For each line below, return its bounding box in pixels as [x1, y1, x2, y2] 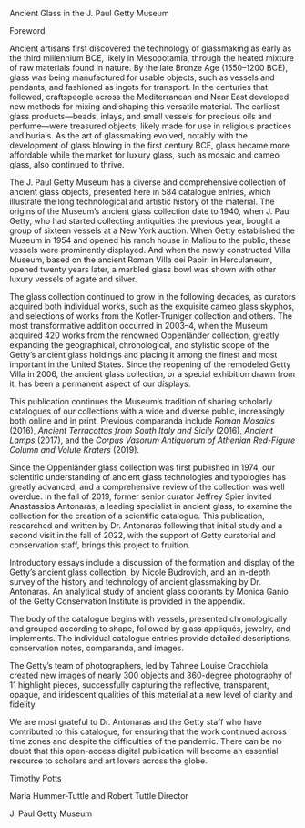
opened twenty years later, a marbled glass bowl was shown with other [9, 264, 277, 274]
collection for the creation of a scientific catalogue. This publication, [9, 510, 266, 521]
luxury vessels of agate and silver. [9, 273, 137, 284]
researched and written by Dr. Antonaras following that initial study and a [9, 520, 283, 531]
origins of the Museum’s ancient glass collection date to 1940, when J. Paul [9, 206, 291, 217]
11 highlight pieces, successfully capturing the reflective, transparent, [9, 680, 270, 690]
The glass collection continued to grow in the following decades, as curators [9, 291, 296, 302]
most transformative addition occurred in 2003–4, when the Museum [9, 321, 269, 331]
